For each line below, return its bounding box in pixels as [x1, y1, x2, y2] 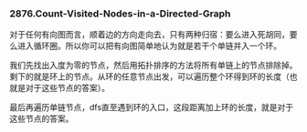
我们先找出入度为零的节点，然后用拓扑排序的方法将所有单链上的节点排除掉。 [9, 60, 298, 71]
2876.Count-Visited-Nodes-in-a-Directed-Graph [9, 7, 231, 20]
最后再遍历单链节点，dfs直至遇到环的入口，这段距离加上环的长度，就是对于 [9, 102, 294, 113]
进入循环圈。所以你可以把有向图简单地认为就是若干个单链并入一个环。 [16, 40, 281, 52]
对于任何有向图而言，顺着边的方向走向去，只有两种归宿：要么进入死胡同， [9, 29, 290, 40]
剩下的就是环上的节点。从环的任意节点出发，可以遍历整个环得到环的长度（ [9, 71, 290, 82]
